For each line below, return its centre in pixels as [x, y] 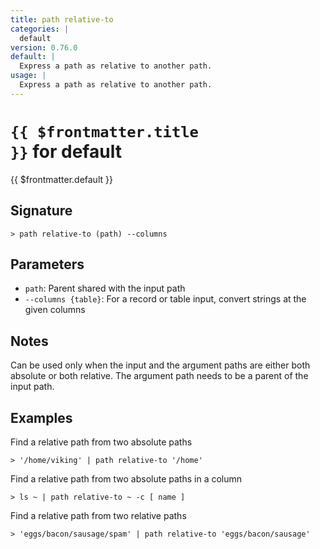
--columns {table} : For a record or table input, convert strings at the [165, 299]
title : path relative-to [62, 19]
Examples [41, 417]
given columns [55, 310]
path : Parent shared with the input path [105, 288]
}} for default [66, 151]
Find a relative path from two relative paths [98, 515]
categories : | [40, 29]
